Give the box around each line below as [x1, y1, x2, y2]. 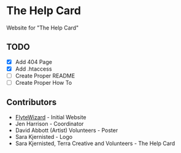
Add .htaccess [15, 65, 52, 73]
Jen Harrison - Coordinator [15, 120, 84, 127]
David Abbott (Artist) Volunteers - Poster [15, 127, 118, 134]
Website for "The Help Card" [6, 24, 79, 31]
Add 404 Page [15, 58, 52, 65]
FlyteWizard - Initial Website [15, 113, 87, 120]
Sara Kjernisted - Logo [15, 133, 72, 140]
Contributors [6, 97, 57, 108]
